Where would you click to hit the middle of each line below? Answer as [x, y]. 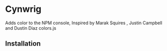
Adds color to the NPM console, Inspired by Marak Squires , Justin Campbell [84, 23]
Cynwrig [23, 9]
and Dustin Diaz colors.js [31, 28]
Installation [23, 44]
